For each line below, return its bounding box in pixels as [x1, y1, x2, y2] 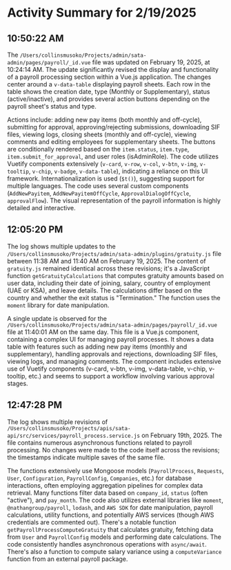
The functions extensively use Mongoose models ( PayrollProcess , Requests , [7, 466, 224, 475]
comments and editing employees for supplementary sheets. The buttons [7, 138, 216, 146]
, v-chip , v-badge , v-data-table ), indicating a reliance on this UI [28, 167, 208, 175]
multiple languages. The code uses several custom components [7, 182, 189, 190]
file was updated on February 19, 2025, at [92, 58, 210, 66]
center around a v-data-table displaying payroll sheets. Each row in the [7, 80, 211, 88]
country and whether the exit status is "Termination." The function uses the [7, 293, 221, 302]
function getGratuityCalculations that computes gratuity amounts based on [7, 271, 224, 279]
